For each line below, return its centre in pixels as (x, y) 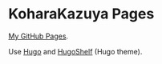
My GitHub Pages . (38, 36)
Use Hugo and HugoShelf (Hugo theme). (75, 51)
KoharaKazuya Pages (81, 14)
